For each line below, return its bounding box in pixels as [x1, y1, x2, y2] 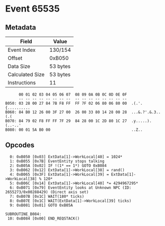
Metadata [5, 23, 36, 32]
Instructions [8, 79, 36, 86]
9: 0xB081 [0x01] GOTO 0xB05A [10, 202, 73, 208]
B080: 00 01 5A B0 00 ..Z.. [5, 127, 143, 132]
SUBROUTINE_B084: [5, 211, 42, 216]
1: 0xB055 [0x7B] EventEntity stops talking [10, 159, 105, 164]
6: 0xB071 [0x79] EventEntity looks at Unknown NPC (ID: [10, 185, 132, 190]
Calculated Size [8, 71, 45, 78]
